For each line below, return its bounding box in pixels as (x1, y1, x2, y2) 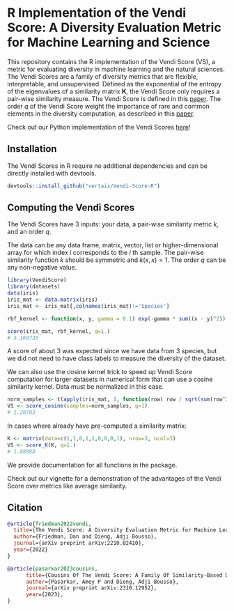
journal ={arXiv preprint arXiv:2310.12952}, (25, 585, 157, 591)
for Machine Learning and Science (7, 35, 210, 50)
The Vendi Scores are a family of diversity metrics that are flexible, (7, 72, 198, 81)
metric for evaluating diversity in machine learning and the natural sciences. (7, 65, 225, 73)
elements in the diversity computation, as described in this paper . (7, 109, 195, 118)
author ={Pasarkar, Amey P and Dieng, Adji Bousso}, (25, 578, 179, 585)
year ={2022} (13, 546, 49, 553)
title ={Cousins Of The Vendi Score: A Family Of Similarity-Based (25, 571, 223, 579)
